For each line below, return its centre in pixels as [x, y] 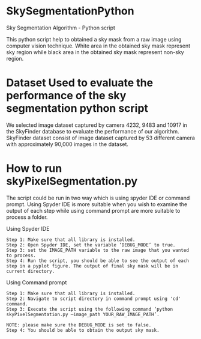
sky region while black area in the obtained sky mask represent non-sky [95, 52]
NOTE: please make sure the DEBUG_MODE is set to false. [79, 325]
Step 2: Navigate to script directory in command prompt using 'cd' [94, 299]
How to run [34, 169]
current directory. [31, 271]
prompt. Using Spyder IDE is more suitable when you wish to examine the [97, 204]
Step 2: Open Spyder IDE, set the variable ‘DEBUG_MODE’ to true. [91, 245]
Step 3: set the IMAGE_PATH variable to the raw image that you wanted [97, 250]
